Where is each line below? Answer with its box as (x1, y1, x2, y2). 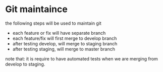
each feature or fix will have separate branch (12, 30, 106, 36)
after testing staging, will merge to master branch (12, 46, 115, 52)
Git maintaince (5, 4, 68, 15)
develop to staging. (5, 61, 45, 67)
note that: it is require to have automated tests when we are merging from (5, 55, 158, 61)
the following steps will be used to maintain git (5, 20, 102, 26)
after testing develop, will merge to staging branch (12, 40, 118, 46)
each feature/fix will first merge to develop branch (12, 35, 117, 41)
